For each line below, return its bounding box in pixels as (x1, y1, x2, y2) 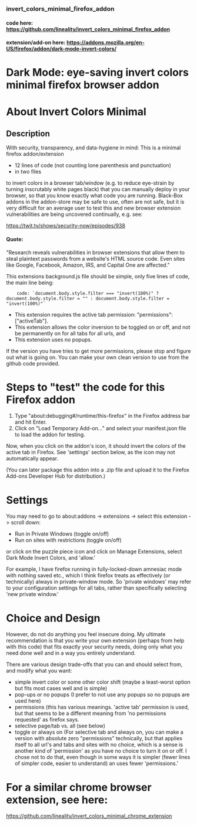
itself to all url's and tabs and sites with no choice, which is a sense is (14, 741, 183, 749)
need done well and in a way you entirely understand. (6, 650, 136, 657)
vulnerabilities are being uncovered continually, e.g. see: (6, 211, 143, 218)
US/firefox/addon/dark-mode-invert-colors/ (6, 45, 116, 52)
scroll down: (11, 519, 41, 526)
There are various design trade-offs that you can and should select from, (6, 661, 183, 668)
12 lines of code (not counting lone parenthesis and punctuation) (14, 162, 172, 169)
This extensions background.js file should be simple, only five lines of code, (6, 272, 190, 280)
